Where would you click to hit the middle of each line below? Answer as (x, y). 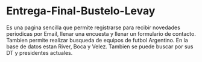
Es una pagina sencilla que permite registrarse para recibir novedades (93, 27)
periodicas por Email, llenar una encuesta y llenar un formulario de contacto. (101, 33)
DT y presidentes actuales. (39, 52)
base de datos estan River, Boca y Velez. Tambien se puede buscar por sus (100, 46)
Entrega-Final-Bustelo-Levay (81, 11)
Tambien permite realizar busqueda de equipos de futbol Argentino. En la (97, 40)
